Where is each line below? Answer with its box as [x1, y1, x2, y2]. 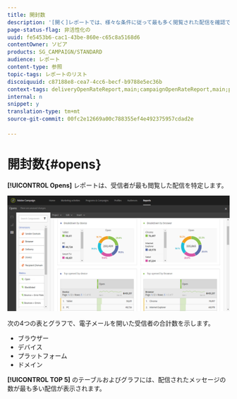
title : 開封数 [7, 11, 46, 18]
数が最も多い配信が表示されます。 [7, 384, 106, 393]
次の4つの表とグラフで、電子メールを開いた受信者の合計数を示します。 [7, 319, 215, 328]
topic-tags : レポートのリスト [7, 70, 88, 78]
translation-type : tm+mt [7, 108, 80, 116]
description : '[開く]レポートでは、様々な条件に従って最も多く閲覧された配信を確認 [7, 18, 226, 26]
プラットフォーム [17, 352, 68, 360]
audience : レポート [7, 56, 61, 63]
